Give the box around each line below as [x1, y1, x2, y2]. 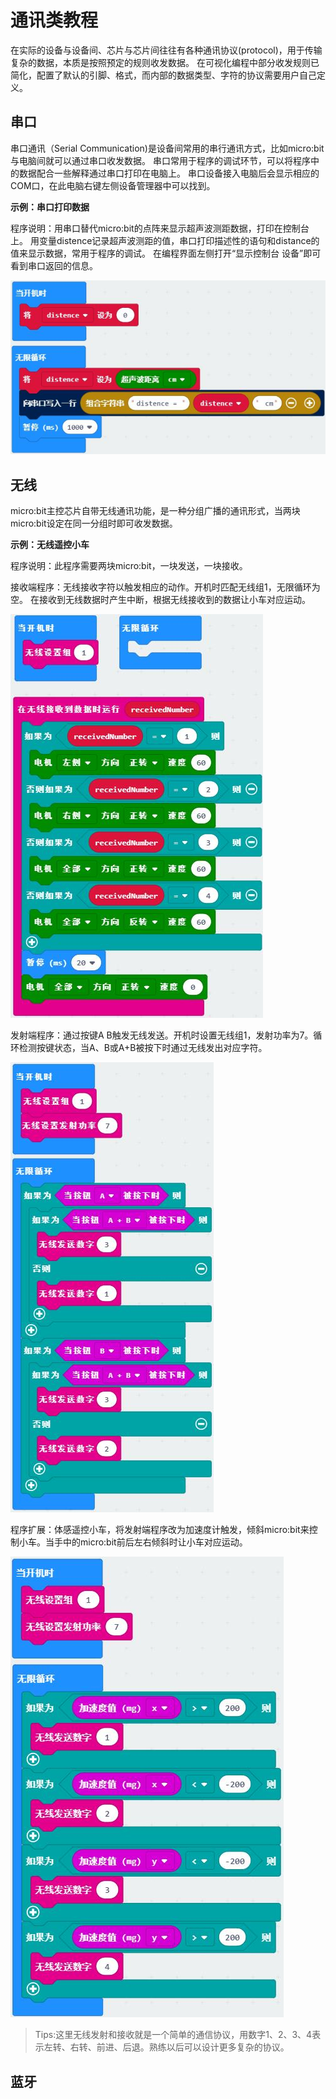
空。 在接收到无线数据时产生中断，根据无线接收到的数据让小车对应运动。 [10, 594, 311, 606]
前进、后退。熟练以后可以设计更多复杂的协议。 [96, 2041, 290, 2053]
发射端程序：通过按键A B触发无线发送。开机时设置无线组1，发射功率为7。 [10, 1029, 314, 1041]
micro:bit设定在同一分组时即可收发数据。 [10, 517, 178, 530]
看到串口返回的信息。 [10, 259, 98, 271]
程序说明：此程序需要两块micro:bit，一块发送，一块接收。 [10, 560, 248, 572]
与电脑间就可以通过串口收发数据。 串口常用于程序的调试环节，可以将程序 [10, 154, 311, 166]
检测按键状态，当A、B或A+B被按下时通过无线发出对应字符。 [18, 1042, 268, 1054]
